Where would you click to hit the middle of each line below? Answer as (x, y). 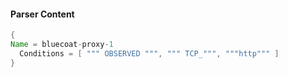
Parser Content (42, 14)
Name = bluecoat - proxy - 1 (62, 45)
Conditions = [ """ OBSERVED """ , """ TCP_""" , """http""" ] (149, 53)
